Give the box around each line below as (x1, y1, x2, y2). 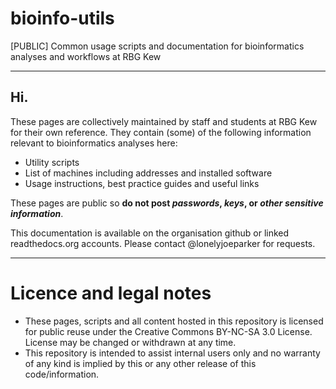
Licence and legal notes (10, 282, 212, 304)
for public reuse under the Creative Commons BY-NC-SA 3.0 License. (24, 325, 313, 337)
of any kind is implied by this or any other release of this (24, 357, 257, 369)
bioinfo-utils (10, 7, 115, 30)
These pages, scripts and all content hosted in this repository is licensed (24, 315, 324, 327)
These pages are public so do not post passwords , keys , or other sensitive (10, 197, 324, 209)
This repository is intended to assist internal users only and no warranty (24, 347, 321, 359)
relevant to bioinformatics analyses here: (10, 137, 178, 149)
